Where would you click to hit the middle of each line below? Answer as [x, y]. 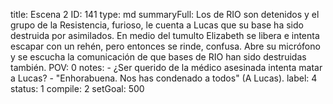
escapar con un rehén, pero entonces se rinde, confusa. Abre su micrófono [165, 46]
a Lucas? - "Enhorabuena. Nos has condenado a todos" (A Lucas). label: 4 [164, 78]
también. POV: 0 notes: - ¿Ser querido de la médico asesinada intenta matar [166, 67]
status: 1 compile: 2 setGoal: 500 [77, 88]
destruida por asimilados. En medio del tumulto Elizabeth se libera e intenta [165, 35]
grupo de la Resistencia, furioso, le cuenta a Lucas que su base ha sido [157, 25]
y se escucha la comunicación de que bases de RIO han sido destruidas [158, 57]
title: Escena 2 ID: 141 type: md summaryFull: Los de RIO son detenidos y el [165, 14]
